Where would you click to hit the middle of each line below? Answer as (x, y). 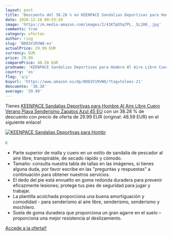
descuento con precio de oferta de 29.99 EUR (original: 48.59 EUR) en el (82, 116)
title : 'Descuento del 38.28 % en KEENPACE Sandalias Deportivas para (82, 15)
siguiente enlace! (23, 122)
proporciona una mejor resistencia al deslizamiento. (67, 218)
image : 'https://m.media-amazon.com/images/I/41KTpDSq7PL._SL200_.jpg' (83, 24)
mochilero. (24, 207)
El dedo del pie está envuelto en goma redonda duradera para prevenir (88, 180)
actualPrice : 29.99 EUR (31, 48)
